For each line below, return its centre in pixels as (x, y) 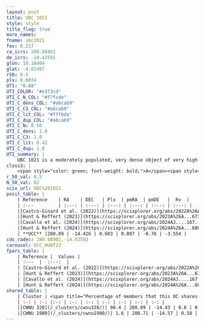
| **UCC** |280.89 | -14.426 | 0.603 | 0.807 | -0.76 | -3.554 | (102, 234)
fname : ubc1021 (26, 40)
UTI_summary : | (26, 154)
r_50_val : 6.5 (24, 177)
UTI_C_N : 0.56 (24, 126)
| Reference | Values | (49, 257)
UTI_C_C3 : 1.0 (24, 137)
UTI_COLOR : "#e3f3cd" (34, 92)
